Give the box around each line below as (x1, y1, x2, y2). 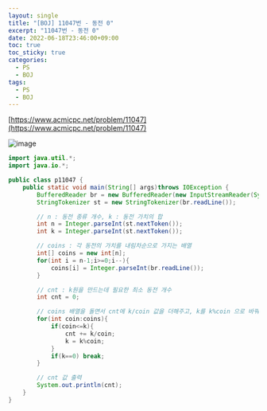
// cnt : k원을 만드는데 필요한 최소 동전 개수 (37, 286, 172, 294)
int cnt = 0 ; (37, 293, 80, 301)
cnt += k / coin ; (64, 330, 115, 338)
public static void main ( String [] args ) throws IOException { (22, 183, 229, 191)
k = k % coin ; (64, 337, 105, 345)
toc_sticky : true (8, 49, 66, 57)
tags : (8, 78, 26, 86)
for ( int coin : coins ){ (37, 315, 109, 323)
